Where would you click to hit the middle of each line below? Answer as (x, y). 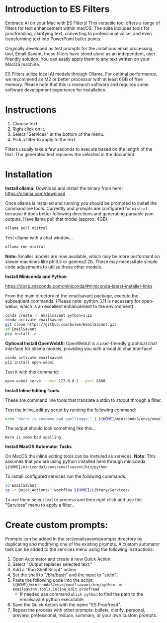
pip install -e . (23, 334)
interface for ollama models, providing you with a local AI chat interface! (79, 349)
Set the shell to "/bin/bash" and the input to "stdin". (65, 575)
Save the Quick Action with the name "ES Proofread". (67, 605)
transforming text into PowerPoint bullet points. (53, 39)
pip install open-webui (30, 362)
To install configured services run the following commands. (66, 476)
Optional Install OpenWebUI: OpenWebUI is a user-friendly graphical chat (81, 343)
